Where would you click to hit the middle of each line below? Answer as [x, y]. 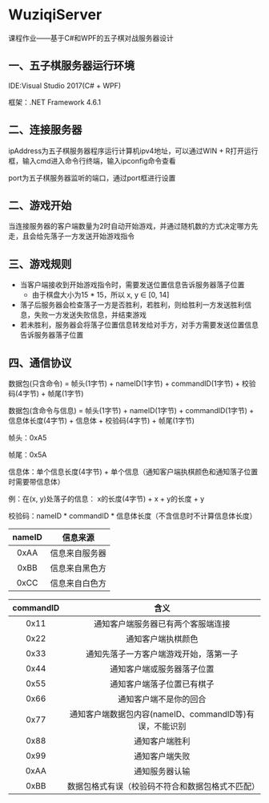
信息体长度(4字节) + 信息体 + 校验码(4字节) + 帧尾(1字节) [101, 420]
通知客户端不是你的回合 [162, 699]
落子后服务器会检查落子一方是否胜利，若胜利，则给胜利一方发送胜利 [132, 305]
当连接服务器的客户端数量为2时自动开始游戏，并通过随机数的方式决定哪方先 [133, 226]
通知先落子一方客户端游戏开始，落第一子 [162, 654]
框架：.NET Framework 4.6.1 [55, 102]
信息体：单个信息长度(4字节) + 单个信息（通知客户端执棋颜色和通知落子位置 [133, 472]
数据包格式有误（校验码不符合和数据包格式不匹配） [163, 786]
